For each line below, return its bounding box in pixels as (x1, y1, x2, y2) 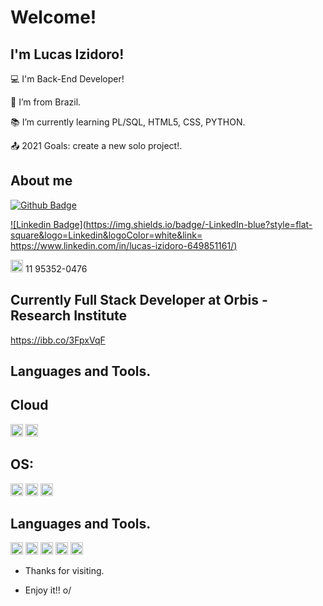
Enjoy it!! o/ (24, 584, 72, 596)
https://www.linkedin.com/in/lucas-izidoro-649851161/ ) (10, 239, 238, 251)
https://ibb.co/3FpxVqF (10, 334, 106, 346)
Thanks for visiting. (24, 565, 105, 577)
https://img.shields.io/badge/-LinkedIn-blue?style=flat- (85, 218, 313, 230)
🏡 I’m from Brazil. (10, 96, 82, 108)
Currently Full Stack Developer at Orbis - (10, 292, 268, 309)
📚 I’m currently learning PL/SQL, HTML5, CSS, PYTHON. (10, 116, 246, 128)
